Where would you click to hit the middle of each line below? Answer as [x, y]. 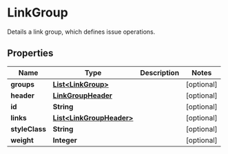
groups [23, 84]
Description [160, 72]
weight [22, 140]
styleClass [29, 129]
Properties [30, 53]
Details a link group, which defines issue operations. [81, 32]
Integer [65, 140]
